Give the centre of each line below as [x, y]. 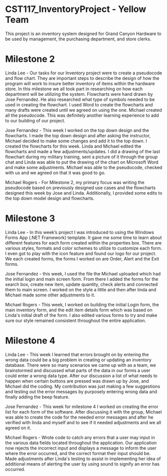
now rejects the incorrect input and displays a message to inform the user [81, 448]
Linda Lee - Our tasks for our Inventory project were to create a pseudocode [84, 73]
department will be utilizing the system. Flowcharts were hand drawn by [79, 94]
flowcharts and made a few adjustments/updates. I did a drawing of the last [83, 151]
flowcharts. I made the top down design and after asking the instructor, [78, 135]
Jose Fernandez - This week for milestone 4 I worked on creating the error [82, 406]
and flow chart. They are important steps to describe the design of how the [82, 78]
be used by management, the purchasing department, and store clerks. [78, 39]
